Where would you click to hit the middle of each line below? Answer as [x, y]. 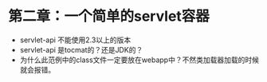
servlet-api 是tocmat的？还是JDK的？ [81, 49]
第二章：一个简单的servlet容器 [109, 16]
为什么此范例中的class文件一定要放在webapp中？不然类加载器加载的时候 [139, 60]
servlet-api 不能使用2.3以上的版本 [75, 40]
